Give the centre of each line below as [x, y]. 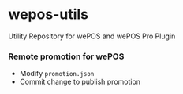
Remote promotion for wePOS [66, 56]
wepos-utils [49, 14]
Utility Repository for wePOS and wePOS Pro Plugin [92, 36]
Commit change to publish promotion [80, 82]
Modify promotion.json [57, 74]
